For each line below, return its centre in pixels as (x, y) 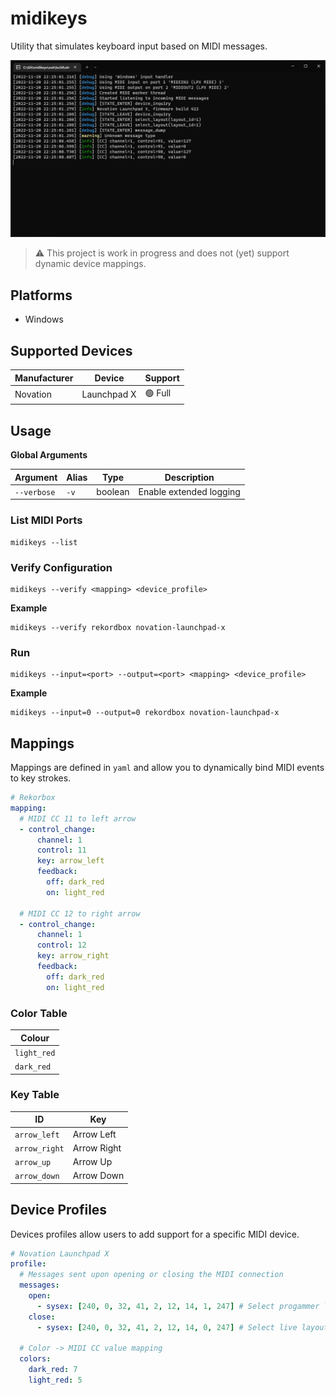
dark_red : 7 (53, 1370)
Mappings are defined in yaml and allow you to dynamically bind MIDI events (167, 768)
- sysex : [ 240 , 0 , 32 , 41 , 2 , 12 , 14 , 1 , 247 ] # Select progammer (178, 1306)
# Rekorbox (33, 798)
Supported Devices (71, 350)
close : (42, 1317)
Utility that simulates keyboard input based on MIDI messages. (139, 46)
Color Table (39, 1013)
